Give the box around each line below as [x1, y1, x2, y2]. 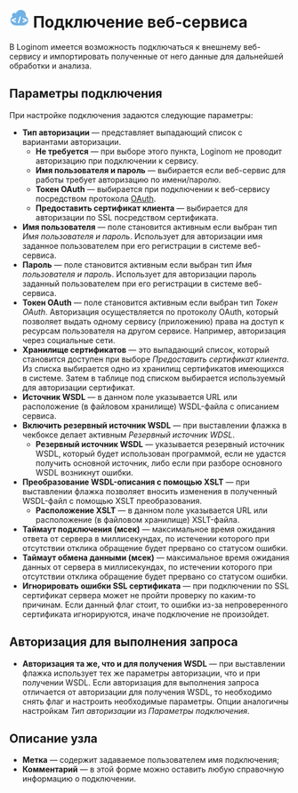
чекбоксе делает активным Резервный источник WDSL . [21, 429, 236, 440]
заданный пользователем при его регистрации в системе [21, 278, 243, 289]
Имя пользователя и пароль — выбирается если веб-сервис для [35, 164, 286, 175]
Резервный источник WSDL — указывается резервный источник [35, 438, 285, 449]
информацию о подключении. [21, 773, 136, 784]
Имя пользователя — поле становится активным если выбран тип [21, 221, 278, 232]
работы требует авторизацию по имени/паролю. [35, 174, 221, 185]
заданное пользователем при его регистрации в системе [21, 240, 242, 251]
